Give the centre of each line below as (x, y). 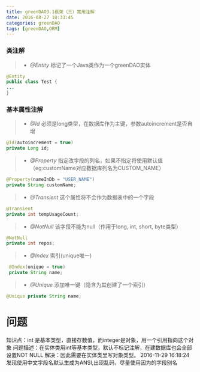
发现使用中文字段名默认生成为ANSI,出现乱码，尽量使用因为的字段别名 (92, 362)
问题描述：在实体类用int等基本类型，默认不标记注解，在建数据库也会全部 (103, 347)
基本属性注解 (25, 109)
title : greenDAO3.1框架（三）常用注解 (50, 12)
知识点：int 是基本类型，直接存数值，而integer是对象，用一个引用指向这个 (97, 340)
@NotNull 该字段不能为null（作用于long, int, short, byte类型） (105, 227)
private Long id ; (28, 148)
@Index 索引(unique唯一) (61, 255)
